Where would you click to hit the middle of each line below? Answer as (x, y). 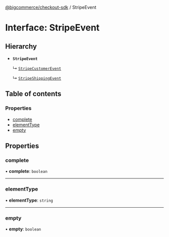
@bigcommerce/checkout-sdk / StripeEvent (51, 7)
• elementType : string (29, 200)
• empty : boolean (23, 229)
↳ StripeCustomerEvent (37, 68)
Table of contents (33, 94)
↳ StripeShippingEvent (37, 78)
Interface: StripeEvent (52, 28)
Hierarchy (21, 46)
